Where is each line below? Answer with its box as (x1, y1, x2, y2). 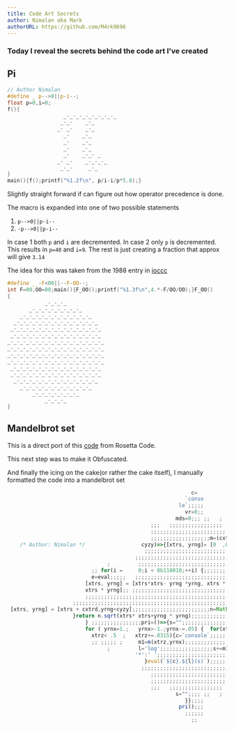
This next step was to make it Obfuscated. (7, 455, 129, 463)
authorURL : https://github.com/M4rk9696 (7, 23, 127, 30)
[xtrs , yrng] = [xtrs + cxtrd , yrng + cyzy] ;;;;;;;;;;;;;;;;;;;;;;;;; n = (10, 606, 217, 613)
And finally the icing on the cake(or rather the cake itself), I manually (7, 468, 203, 476)
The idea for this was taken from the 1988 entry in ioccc (7, 266, 168, 275)
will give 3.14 (7, 253, 45, 261)
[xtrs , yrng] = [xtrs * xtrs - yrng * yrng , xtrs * (84, 580, 226, 587)
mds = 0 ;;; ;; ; (175, 515, 223, 523)
